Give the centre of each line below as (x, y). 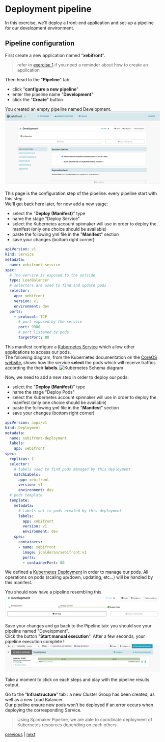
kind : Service (20, 254)
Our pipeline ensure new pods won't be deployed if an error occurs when (79, 705)
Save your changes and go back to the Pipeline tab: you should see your (78, 625)
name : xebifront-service (35, 265)
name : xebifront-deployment (38, 438)
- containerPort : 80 (44, 563)
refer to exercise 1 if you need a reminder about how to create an (82, 64)
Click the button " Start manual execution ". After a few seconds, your (75, 636)
